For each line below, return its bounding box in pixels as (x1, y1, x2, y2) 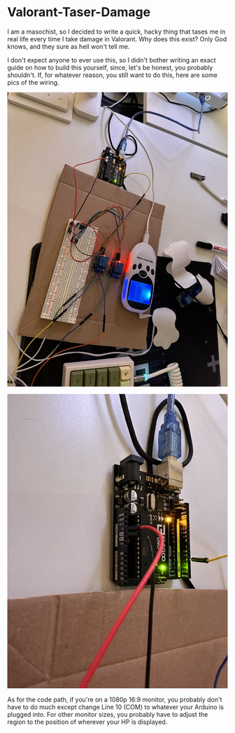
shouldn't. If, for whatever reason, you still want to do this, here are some (7, 71, 218, 79)
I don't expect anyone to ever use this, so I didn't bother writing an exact (7, 55, 216, 64)
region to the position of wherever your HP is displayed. (7, 718, 168, 726)
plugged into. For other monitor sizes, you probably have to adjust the (7, 710, 208, 718)
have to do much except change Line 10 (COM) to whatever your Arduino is (7, 702, 224, 711)
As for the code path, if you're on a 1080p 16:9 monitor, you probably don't (7, 695, 222, 704)
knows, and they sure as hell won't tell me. (7, 42, 130, 50)
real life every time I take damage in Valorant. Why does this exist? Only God (7, 34, 227, 43)
